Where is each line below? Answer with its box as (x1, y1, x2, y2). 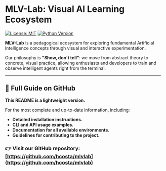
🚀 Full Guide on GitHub (5, 84, 76, 92)
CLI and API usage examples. (12, 122, 74, 128)
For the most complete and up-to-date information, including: (5, 107, 130, 113)
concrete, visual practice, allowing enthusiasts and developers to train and (5, 60, 157, 66)
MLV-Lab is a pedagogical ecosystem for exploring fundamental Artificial (5, 40, 154, 45)
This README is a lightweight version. (5, 97, 85, 103)
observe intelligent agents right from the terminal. (5, 65, 106, 71)
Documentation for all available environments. (12, 127, 110, 133)
